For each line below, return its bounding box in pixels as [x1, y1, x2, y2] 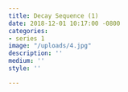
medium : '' [8, 57, 45, 65]
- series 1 [8, 34, 45, 43]
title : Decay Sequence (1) [8, 11, 99, 20]
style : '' [8, 65, 42, 73]
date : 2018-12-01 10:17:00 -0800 [8, 19, 121, 27]
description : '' [8, 49, 63, 57]
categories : [8, 27, 48, 35]
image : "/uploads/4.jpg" [8, 42, 92, 50]
